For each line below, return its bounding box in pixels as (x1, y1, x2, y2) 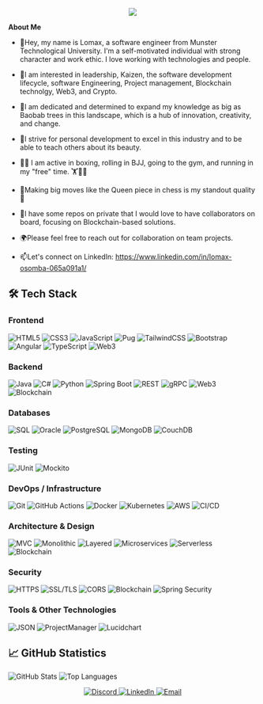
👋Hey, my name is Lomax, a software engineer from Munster (19, 38, 217, 47)
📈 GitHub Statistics (8, 646, 107, 660)
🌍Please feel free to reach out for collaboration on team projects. (19, 234, 234, 242)
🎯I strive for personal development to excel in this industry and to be (19, 135, 242, 143)
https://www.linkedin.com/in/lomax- (115, 252, 232, 261)
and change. (19, 119, 61, 128)
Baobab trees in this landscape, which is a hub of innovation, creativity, (19, 111, 252, 120)
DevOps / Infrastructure (8, 483, 102, 494)
